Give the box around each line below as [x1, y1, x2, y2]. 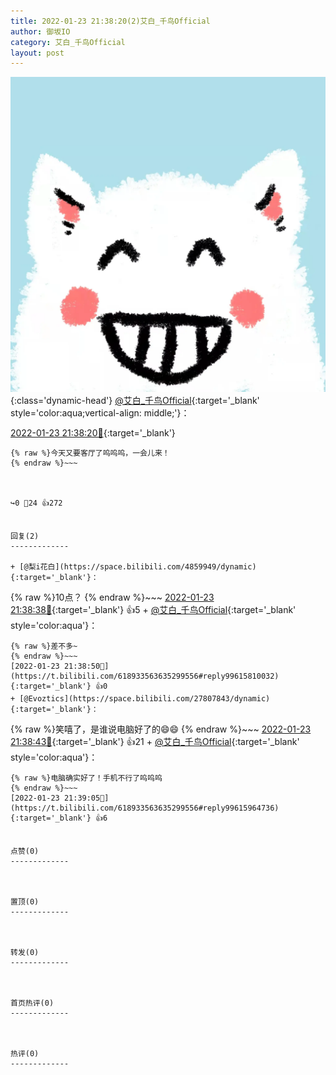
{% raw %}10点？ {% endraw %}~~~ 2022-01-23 [10, 591, 215, 604]
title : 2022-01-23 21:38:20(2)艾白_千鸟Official [10, 16, 211, 26]
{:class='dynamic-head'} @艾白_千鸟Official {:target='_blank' [10, 395, 260, 407]
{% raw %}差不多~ [10, 641, 78, 652]
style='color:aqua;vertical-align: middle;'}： [10, 407, 190, 419]
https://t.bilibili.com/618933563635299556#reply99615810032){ [10, 671, 280, 682]
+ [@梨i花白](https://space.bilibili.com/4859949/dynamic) [10, 562, 257, 572]
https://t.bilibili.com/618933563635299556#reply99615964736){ [10, 803, 280, 814]
